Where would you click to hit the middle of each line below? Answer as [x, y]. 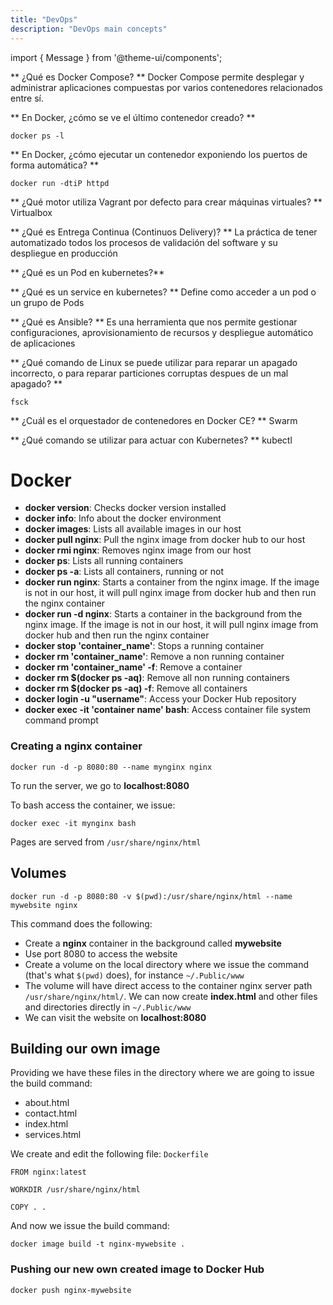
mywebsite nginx [44, 905]
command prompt [61, 720]
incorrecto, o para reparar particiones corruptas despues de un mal [149, 373]
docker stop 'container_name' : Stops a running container [144, 646]
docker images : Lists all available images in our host [133, 529]
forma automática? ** [54, 165]
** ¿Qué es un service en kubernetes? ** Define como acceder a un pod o [163, 292]
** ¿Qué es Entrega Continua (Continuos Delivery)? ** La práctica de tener [164, 232]
